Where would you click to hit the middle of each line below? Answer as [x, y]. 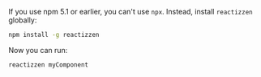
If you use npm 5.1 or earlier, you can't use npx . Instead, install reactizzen [130, 12]
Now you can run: [38, 50]
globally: [23, 20]
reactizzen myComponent [49, 65]
